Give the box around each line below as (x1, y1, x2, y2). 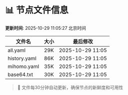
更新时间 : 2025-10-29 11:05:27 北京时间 (5, 25, 86, 31)
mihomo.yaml (7, 63, 39, 70)
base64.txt (7, 71, 33, 78)
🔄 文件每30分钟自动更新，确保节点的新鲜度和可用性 (17, 84, 124, 90)
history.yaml (7, 55, 36, 62)
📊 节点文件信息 (5, 4, 69, 16)
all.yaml (7, 47, 26, 54)
